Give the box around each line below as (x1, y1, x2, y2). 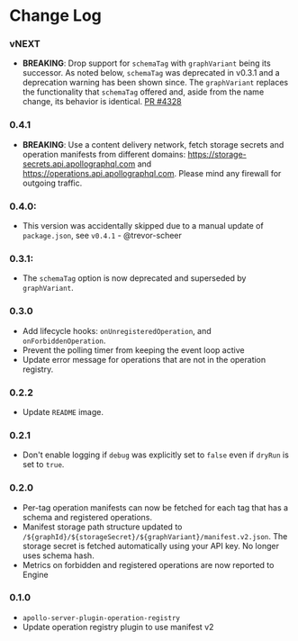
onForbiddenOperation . (22, 335, 106, 346)
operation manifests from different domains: (22, 149, 186, 159)
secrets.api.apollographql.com (22, 158, 136, 169)
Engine (22, 569, 49, 580)
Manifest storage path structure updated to (22, 521, 183, 532)
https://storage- (187, 149, 248, 159)
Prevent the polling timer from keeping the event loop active (22, 344, 245, 356)
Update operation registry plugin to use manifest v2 (22, 621, 214, 632)
